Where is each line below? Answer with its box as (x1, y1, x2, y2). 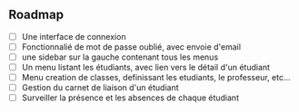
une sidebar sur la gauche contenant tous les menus (21, 51, 219, 62)
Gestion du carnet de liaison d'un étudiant (21, 82, 179, 93)
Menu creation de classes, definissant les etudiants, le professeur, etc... (21, 72, 291, 83)
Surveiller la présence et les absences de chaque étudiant (21, 92, 240, 103)
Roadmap (8, 7, 65, 23)
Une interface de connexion (21, 31, 126, 42)
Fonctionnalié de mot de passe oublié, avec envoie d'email (21, 41, 242, 52)
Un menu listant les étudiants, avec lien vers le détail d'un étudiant (21, 62, 270, 72)
